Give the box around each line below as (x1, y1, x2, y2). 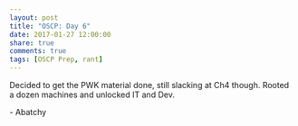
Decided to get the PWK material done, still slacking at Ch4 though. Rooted (9, 80, 290, 90)
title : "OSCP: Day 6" (9, 22, 91, 31)
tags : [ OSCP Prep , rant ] (9, 55, 103, 64)
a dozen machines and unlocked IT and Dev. (9, 89, 175, 100)
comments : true (9, 47, 67, 56)
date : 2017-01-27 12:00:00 (9, 30, 111, 39)
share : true (9, 38, 54, 48)
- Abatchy (9, 107, 47, 117)
